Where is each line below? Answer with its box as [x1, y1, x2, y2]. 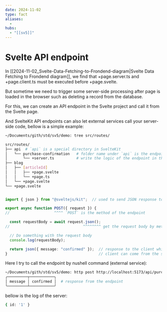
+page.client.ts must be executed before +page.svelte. [5, 78, 118, 84]
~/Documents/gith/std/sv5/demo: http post [5, 270, 94, 275]
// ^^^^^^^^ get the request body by [5, 224, 155, 229]
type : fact [5, 12, 28, 17]
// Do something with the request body [9, 233, 92, 238]
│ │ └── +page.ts [5, 174, 50, 179]
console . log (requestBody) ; [9, 237, 66, 242]
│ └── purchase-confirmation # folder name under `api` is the [5, 151, 148, 156]
